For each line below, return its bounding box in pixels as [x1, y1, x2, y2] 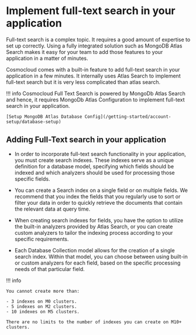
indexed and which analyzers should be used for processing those [14, 169, 176, 176]
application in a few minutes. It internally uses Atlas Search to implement [6, 72, 181, 79]
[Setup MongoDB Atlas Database [6, 113, 82, 120]
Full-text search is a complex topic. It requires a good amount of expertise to [6, 36, 191, 43]
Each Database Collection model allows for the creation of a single [14, 246, 175, 253]
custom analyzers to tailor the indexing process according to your [14, 229, 173, 236]
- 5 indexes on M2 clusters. [6, 303, 77, 309]
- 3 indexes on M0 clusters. [6, 298, 77, 304]
